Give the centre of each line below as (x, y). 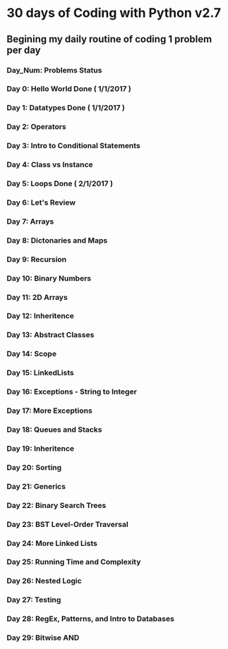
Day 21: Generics (36, 486)
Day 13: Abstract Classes (50, 335)
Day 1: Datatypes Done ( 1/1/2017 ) (66, 108)
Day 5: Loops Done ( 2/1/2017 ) (60, 183)
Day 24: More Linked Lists (52, 543)
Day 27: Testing (34, 600)
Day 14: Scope (32, 354)
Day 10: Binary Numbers (49, 278)
